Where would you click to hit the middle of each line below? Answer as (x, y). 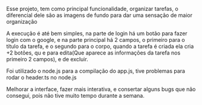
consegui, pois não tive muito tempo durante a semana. (76, 96)
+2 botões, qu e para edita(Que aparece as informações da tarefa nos (93, 53)
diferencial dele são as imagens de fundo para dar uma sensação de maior (99, 15)
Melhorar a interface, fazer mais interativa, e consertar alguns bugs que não (101, 89)
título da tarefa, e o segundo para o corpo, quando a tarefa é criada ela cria (100, 46)
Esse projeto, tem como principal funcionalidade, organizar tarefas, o (92, 9)
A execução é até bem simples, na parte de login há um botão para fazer (97, 33)
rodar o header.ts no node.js (41, 77)
